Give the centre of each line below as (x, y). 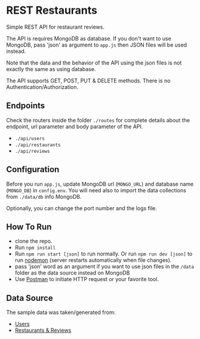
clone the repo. (33, 241)
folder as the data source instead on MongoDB (72, 273)
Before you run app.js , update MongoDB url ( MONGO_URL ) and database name (100, 184)
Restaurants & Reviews (43, 330)
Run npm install (35, 248)
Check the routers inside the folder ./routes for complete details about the (98, 120)
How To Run (29, 226)
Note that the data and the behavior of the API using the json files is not (94, 63)
